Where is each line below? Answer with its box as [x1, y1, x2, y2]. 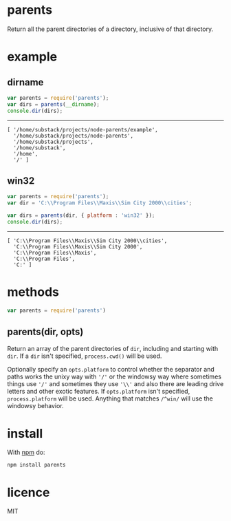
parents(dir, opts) [7, 326, 84, 338]
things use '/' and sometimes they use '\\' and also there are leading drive [7, 379, 224, 387]
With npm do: [7, 448, 46, 456]
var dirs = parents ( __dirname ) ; [7, 100, 100, 108]
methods [7, 284, 60, 300]
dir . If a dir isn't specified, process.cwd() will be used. [7, 352, 162, 360]
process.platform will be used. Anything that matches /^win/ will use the [7, 394, 213, 403]
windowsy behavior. [7, 401, 64, 410]
